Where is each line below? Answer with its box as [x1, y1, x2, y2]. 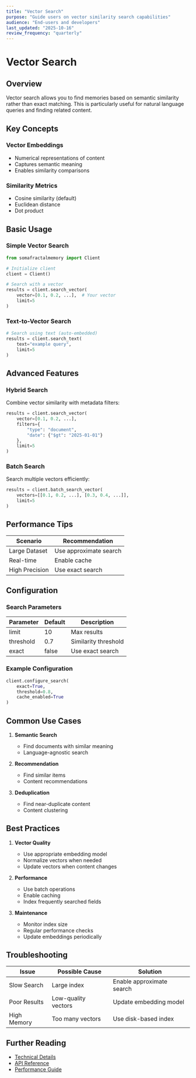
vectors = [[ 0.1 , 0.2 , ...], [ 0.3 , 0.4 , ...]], [16, 492, 129, 498]
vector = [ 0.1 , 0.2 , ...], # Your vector [16, 292, 116, 298]
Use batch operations [23, 886, 76, 893]
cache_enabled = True [16, 694, 64, 700]
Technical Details [14, 1053, 57, 1060]
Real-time [9, 556, 37, 564]
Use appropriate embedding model [23, 850, 107, 857]
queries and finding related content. [6, 106, 92, 114]
